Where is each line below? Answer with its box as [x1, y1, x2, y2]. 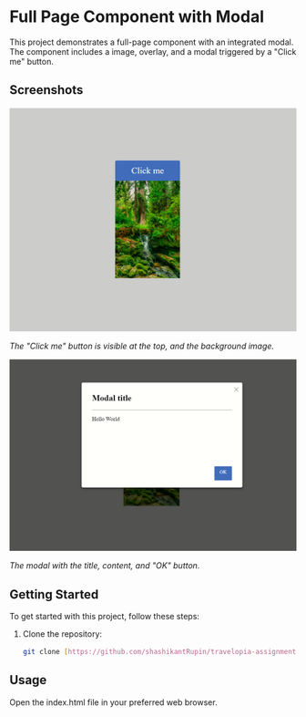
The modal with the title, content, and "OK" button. [9, 560, 200, 571]
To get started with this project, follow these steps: [9, 610, 200, 621]
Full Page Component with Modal [9, 6, 264, 27]
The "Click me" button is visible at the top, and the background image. [9, 340, 275, 351]
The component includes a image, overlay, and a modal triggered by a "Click [9, 46, 297, 57]
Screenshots [9, 82, 84, 98]
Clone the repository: [22, 628, 103, 639]
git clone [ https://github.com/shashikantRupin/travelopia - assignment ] [22, 647, 301, 656]
